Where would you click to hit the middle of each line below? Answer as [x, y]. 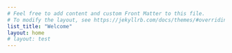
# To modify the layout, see [49, 20]
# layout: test [29, 39]
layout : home [26, 33]
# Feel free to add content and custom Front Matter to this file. [106, 13]
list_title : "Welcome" [40, 26]
